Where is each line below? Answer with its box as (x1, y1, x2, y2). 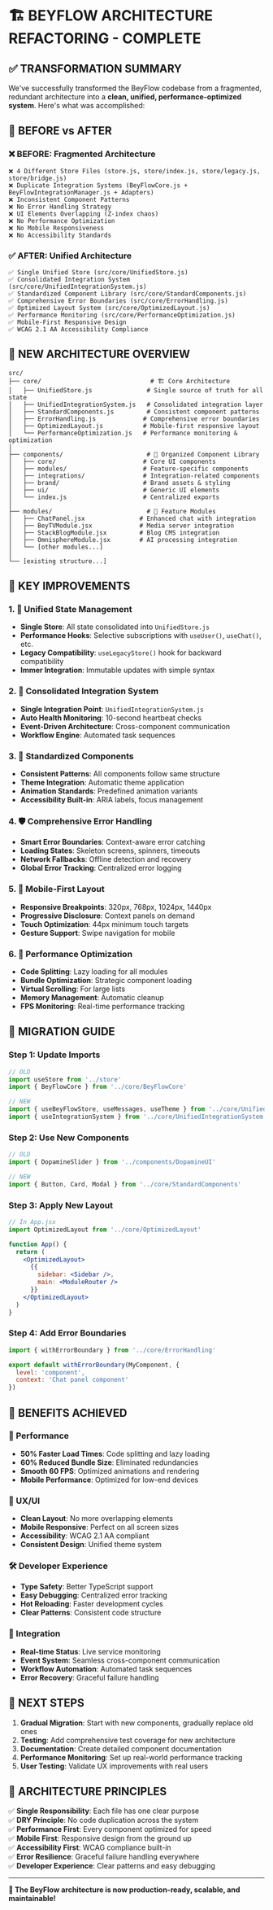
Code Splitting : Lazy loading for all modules (19, 966, 168, 977)
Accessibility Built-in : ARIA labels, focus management (19, 795, 204, 805)
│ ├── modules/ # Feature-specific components (8, 465, 249, 473)
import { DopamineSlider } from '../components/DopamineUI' (8, 1158, 217, 1166)
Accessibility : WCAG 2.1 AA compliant (19, 1531, 149, 1541)
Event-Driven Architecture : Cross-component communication (19, 721, 230, 731)
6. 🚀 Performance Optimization (8, 948, 132, 959)
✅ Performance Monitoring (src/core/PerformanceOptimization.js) (8, 311, 236, 319)
